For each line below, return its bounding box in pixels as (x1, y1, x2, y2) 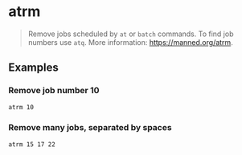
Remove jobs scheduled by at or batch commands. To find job (27, 29, 234, 39)
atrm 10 (8, 103, 35, 111)
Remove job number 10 (8, 85, 100, 96)
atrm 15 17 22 (8, 140, 56, 149)
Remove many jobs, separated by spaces (8, 122, 172, 133)
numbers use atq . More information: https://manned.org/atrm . (27, 37, 233, 47)
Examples (8, 61, 59, 75)
